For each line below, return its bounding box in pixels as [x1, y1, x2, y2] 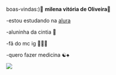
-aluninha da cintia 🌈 [6, 28, 56, 35]
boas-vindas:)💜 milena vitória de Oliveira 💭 [6, 6, 111, 12]
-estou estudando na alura [6, 17, 71, 24]
